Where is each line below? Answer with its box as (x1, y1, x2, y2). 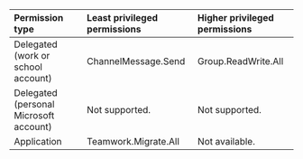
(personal (14, 98, 55, 110)
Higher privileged (197, 12, 275, 23)
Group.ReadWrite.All (197, 55, 284, 67)
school (14, 61, 43, 73)
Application (14, 136, 62, 147)
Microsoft (14, 109, 55, 121)
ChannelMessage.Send (87, 55, 186, 67)
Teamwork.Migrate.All (87, 136, 180, 147)
